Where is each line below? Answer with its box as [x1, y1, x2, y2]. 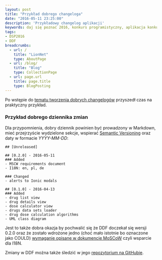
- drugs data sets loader [5, 208, 57, 213]
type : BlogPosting [13, 83, 51, 88]
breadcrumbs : [5, 43, 31, 48]
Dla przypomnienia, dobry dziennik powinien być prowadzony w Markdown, [5, 125, 156, 130]
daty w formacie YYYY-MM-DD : [5, 135, 69, 141]
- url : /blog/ [9, 61, 38, 66]
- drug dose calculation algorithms [5, 212, 79, 217]
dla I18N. [5, 240, 23, 246]
